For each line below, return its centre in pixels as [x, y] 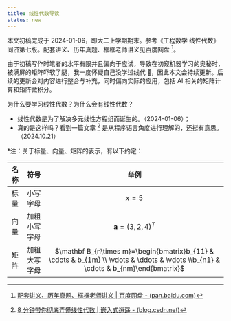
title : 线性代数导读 [33, 13]
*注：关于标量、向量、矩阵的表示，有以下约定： [75, 151]
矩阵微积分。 [37, 89]
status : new [24, 20]
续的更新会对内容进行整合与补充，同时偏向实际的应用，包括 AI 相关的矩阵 [111, 81]
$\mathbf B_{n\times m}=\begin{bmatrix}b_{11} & [134, 251]
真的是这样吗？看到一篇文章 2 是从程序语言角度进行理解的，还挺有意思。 [120, 127]
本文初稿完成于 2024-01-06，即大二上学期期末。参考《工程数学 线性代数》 [113, 40]
